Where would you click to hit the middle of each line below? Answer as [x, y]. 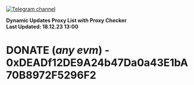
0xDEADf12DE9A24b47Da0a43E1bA [97, 63]
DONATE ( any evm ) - [58, 50]
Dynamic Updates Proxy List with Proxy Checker [66, 20]
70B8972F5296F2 [51, 75]
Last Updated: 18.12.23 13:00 [42, 27]
